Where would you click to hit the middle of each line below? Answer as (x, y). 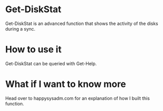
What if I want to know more (66, 84)
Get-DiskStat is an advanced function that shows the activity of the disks (82, 23)
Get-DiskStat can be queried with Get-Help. (51, 63)
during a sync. (20, 29)
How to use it (34, 50)
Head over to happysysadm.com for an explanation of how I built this (78, 98)
